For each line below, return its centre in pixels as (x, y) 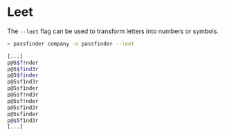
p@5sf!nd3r (23, 95)
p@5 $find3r (23, 69)
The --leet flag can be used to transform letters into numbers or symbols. (113, 31)
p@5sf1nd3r (23, 82)
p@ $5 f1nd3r (23, 120)
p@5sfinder (23, 114)
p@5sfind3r (23, 108)
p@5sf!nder (23, 101)
